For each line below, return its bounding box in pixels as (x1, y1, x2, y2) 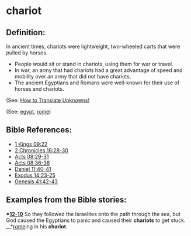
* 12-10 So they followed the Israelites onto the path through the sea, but (6, 210, 181, 217)
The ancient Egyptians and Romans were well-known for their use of (14, 79, 180, 86)
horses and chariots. (14, 85, 64, 92)
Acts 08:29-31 (14, 153, 49, 160)
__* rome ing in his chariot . (6, 223, 68, 230)
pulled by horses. (6, 49, 48, 56)
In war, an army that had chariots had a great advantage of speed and (14, 67, 183, 74)
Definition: (6, 28, 46, 37)
